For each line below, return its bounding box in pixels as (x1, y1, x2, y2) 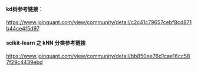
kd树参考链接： (6, 5, 44, 12)
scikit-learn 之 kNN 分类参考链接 (6, 39, 86, 46)
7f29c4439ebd (6, 59, 43, 66)
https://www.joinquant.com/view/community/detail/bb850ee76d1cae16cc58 (6, 53, 190, 60)
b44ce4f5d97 (6, 25, 40, 32)
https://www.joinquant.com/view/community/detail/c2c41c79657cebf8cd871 (6, 19, 192, 26)
